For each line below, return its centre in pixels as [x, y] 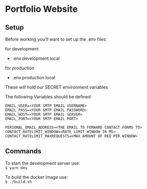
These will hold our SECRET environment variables [57, 87]
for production [20, 68]
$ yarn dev [16, 168]
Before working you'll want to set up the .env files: [56, 39]
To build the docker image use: [37, 177]
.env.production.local [34, 77]
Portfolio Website [41, 9]
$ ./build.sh [18, 182]
